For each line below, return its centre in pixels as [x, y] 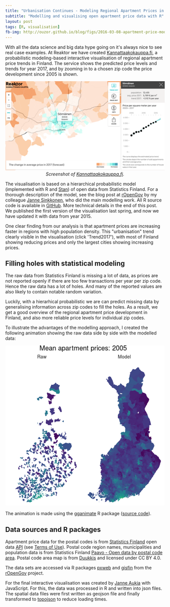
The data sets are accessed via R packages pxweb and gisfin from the [78, 568]
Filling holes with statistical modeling [65, 264]
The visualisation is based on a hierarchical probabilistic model [71, 184]
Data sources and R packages [53, 530]
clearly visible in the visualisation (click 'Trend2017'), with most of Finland [82, 237]
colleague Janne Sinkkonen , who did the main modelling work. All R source [83, 200]
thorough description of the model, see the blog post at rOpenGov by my [81, 194]
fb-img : [13, 32]
